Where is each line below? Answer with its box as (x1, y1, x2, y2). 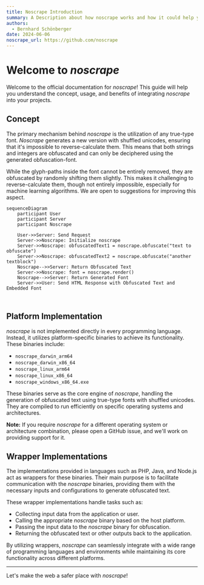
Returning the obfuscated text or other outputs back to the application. (15, 530, 192, 537)
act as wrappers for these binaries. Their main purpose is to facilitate (6, 474, 179, 481)
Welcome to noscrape (6, 63, 120, 77)
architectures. (6, 409, 41, 417)
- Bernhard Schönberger (12, 26, 72, 32)
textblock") (6, 258, 36, 265)
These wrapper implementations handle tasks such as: (6, 499, 143, 506)
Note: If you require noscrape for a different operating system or (6, 421, 168, 428)
